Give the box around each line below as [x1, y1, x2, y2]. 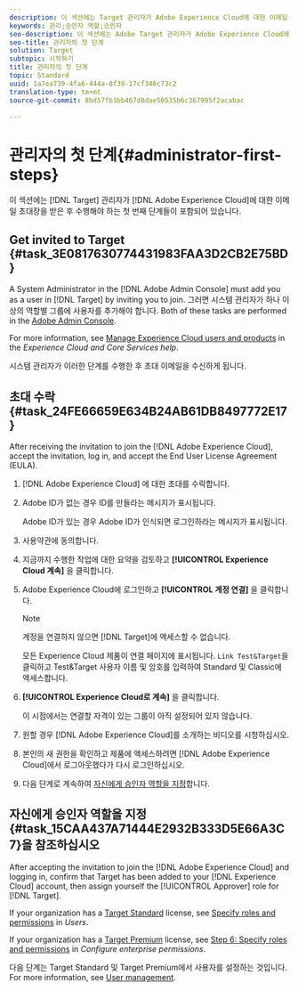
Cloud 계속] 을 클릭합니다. [21, 565, 114, 575]
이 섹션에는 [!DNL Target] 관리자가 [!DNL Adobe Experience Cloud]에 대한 [9, 195, 274, 206]
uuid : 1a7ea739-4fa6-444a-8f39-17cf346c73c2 [9, 79, 177, 88]
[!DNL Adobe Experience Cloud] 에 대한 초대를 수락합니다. [21, 478, 230, 489]
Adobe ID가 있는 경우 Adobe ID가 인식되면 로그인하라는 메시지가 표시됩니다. [21, 516, 287, 526]
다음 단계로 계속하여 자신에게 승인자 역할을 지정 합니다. [21, 778, 211, 789]
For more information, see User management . [9, 971, 176, 982]
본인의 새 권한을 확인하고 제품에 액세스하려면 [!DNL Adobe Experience [21, 748, 270, 759]
